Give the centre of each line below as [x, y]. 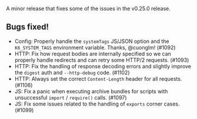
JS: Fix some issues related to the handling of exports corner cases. [97, 104]
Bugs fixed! [27, 27]
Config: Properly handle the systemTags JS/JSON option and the [92, 41]
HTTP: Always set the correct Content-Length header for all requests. [98, 78]
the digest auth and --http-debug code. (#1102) [72, 72]
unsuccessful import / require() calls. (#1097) [71, 97]
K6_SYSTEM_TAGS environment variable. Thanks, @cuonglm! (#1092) [95, 47]
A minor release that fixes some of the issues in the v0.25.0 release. [88, 9]
